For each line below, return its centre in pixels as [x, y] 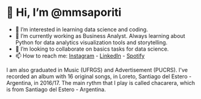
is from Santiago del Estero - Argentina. [56, 89]
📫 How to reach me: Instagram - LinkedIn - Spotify [80, 56]
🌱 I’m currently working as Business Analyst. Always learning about [100, 35]
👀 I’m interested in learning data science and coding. [82, 29]
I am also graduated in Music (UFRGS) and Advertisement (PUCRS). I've [97, 70]
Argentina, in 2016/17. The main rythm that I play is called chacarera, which [101, 82]
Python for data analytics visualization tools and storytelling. [91, 42]
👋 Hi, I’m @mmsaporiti [64, 13]
